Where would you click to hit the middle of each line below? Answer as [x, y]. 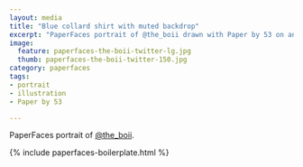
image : [22, 43]
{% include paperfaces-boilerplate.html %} [89, 153]
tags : [19, 77]
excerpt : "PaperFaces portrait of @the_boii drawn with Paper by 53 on [147, 34]
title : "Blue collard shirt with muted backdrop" [105, 26]
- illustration [38, 93]
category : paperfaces [50, 69]
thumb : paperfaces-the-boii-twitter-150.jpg [102, 60]
